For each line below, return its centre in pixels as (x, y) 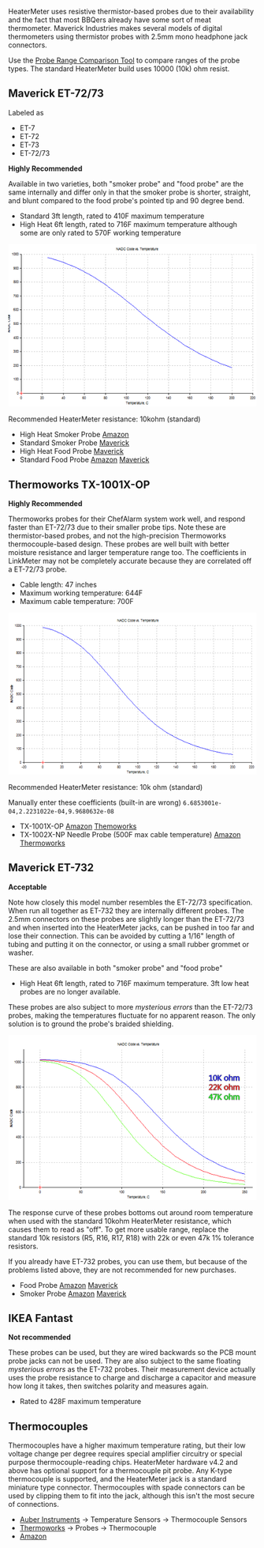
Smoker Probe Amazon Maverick (73, 1293)
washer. (21, 953)
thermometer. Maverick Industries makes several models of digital (115, 28)
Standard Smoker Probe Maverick (74, 443)
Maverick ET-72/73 (56, 94)
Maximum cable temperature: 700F (76, 601)
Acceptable (28, 887)
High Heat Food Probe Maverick (72, 451)
